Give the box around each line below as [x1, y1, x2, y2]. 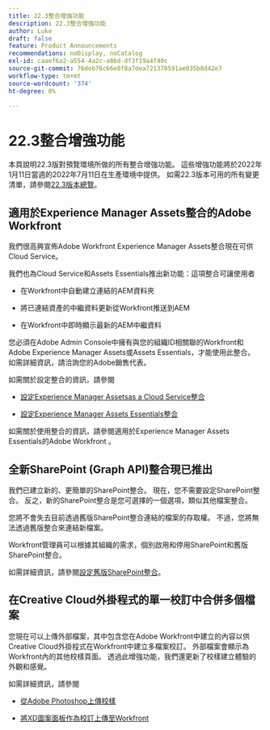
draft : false [8, 34, 53, 43]
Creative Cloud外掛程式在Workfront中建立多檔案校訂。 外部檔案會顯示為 [8, 641, 250, 651]
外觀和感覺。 [8, 661, 51, 671]
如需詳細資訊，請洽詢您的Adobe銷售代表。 [8, 357, 151, 368]
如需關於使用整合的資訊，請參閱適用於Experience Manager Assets [8, 426, 230, 437]
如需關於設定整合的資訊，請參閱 [8, 375, 115, 385]
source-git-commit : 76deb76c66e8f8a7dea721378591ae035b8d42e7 [8, 65, 222, 73]
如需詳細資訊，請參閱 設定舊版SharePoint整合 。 [8, 567, 166, 576]
